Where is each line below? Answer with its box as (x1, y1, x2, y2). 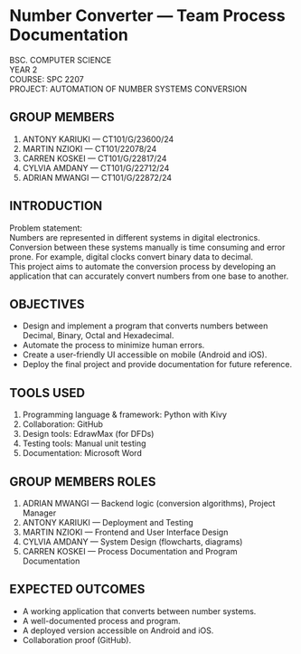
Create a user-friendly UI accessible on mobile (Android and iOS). (22, 349, 268, 360)
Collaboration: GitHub (22, 419, 104, 430)
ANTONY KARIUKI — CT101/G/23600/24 (22, 133, 174, 145)
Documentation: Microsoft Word (22, 448, 142, 459)
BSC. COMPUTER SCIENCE (9, 54, 112, 65)
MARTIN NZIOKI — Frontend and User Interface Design (22, 526, 229, 537)
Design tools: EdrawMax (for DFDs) (22, 429, 155, 440)
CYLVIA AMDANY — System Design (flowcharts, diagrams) (22, 536, 243, 547)
